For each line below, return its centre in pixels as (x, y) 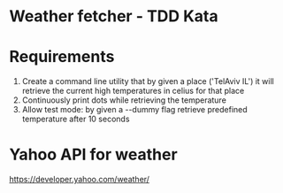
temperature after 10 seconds (76, 119)
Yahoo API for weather (94, 154)
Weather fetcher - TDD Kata (114, 16)
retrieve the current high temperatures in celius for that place (133, 91)
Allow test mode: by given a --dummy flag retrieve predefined (134, 110)
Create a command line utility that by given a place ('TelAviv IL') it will (148, 81)
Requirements (62, 57)
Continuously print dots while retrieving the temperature (124, 100)
